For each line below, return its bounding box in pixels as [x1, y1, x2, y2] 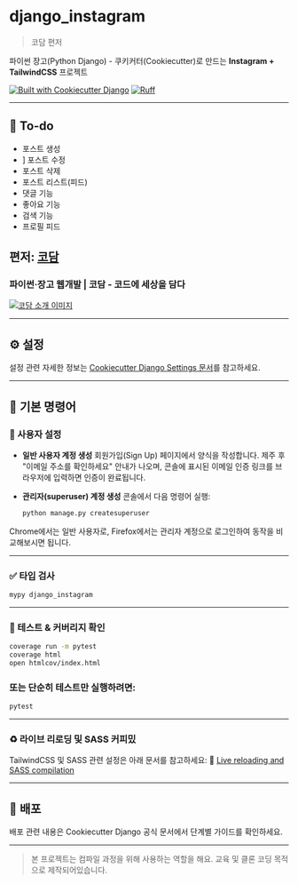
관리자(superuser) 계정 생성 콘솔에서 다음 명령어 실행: [21, 490, 211, 501]
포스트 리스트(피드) [21, 176, 88, 187]
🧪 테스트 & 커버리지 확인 [9, 621, 106, 633]
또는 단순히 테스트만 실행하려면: [9, 681, 136, 694]
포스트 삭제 [21, 165, 61, 176]
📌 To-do [9, 118, 54, 134]
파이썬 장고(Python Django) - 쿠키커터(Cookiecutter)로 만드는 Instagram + [9, 55, 275, 66]
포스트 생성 [21, 143, 61, 154]
